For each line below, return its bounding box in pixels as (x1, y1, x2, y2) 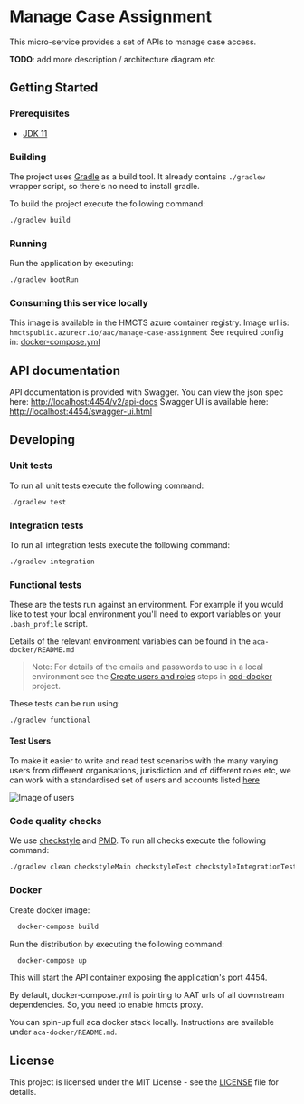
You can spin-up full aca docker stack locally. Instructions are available (9, 1017, 274, 1028)
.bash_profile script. (9, 619, 89, 629)
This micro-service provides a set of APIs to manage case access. (9, 36, 257, 47)
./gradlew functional (9, 715, 91, 725)
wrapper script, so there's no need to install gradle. (9, 180, 201, 191)
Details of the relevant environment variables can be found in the (9, 636, 252, 647)
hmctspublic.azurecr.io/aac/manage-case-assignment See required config (9, 327, 284, 338)
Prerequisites (9, 107, 70, 120)
